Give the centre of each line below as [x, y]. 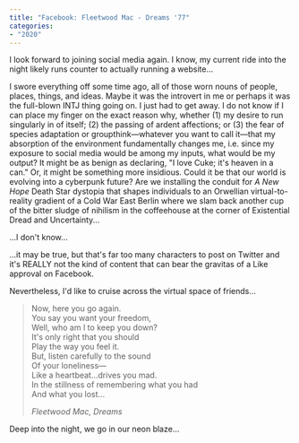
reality [21, 201]
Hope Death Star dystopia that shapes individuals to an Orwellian [129, 191]
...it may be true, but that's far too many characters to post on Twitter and [145, 255]
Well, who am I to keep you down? [94, 327]
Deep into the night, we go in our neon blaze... [94, 429]
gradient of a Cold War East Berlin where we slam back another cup [159, 201]
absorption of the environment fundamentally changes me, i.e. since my [142, 143]
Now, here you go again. [76, 308]
